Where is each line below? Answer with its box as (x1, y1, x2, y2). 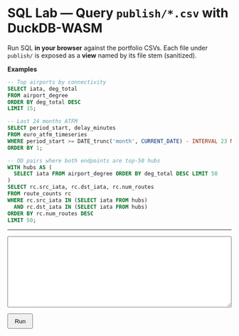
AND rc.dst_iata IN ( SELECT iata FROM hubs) (14, 203, 148, 210)
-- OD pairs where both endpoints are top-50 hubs (7, 157, 161, 164)
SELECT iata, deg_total (7, 85, 78, 92)
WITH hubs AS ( (7, 163, 53, 171)
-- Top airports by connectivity (7, 78, 107, 86)
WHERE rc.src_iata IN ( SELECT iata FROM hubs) (7, 197, 148, 204)
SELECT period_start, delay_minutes (7, 124, 116, 132)
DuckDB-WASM (7, 20, 103, 36)
